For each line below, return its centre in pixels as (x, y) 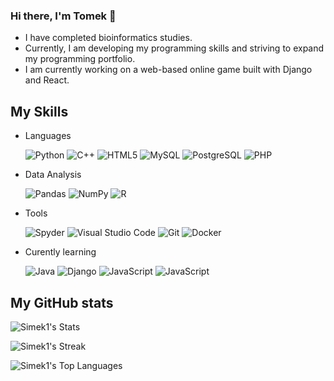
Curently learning (60, 252)
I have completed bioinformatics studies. (108, 38)
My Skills (39, 111)
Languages (48, 136)
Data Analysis (53, 175)
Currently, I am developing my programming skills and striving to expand (174, 48)
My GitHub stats (62, 302)
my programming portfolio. (80, 59)
